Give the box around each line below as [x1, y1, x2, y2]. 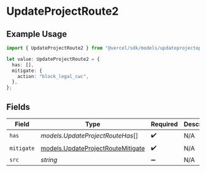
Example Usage [6, 29, 67, 39]
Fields [6, 101, 31, 112]
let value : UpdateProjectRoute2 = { [6, 56, 100, 62]
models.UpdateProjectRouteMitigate [40, 144, 145, 153]
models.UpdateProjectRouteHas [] [40, 131, 139, 140]
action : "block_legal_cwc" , [17, 73, 89, 79]
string [40, 155, 58, 164]
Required [151, 120, 178, 128]
